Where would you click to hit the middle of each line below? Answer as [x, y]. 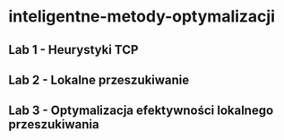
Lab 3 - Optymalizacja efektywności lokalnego [141, 111]
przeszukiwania [54, 124]
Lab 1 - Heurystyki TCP [73, 50]
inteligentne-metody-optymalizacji [142, 17]
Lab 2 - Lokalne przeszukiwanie [99, 79]
